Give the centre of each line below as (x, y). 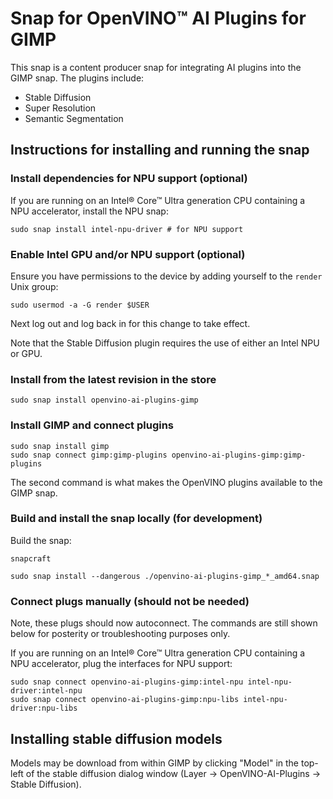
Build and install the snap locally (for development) (136, 519)
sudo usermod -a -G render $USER (80, 305)
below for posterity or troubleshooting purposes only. (120, 634)
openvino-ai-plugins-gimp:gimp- (239, 455)
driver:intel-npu (46, 691)
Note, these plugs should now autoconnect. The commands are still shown (164, 623)
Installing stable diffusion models (116, 738)
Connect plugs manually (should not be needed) (130, 601)
